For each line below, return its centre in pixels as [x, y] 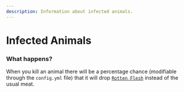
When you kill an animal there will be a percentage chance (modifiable [91, 71]
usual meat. [20, 84]
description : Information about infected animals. [70, 11]
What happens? [29, 59]
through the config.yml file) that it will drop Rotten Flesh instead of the [92, 78]
